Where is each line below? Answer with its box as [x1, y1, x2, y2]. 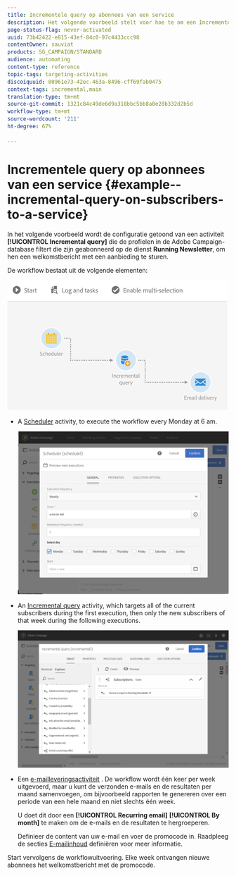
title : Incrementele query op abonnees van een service [7, 11, 174, 18]
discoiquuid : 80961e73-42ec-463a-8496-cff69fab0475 [7, 78, 162, 85]
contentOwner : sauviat [7, 41, 74, 49]
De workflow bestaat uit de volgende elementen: [7, 266, 148, 274]
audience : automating [7, 56, 71, 63]
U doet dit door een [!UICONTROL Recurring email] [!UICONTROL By [17, 810, 220, 819]
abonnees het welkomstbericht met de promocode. [7, 860, 156, 869]
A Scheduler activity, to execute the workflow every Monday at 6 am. [17, 417, 218, 426]
